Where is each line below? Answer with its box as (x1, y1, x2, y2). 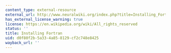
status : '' (5, 26, 28, 31)
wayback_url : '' (5, 40, 40, 45)
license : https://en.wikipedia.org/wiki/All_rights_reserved (5, 21, 138, 27)
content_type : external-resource (5, 7, 76, 13)
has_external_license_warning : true (5, 17, 83, 22)
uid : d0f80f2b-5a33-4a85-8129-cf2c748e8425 (5, 36, 99, 41)
